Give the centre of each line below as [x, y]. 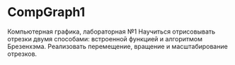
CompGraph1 [46, 12]
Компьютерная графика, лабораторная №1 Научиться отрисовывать [111, 31]
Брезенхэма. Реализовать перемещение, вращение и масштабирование [117, 46]
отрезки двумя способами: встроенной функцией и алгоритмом [105, 38]
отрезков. [22, 54]
